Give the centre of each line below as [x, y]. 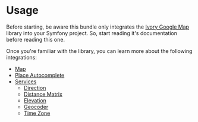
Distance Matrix [43, 94]
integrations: [22, 57]
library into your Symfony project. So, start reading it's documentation [92, 33]
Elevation [35, 100]
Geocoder [36, 107]
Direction [35, 87]
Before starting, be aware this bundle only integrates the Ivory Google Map [98, 27]
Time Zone [37, 113]
